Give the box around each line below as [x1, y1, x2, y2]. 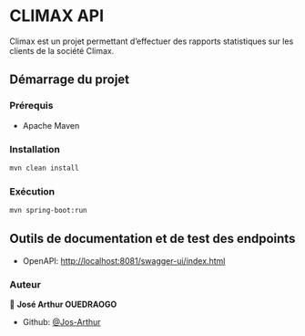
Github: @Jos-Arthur [22, 317, 102, 328]
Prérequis [9, 100, 54, 112]
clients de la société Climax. [9, 45, 115, 56]
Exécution [9, 184, 56, 197]
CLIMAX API [9, 5, 105, 26]
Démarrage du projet [9, 72, 130, 88]
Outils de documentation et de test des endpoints [9, 231, 296, 247]
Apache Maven [22, 120, 80, 131]
